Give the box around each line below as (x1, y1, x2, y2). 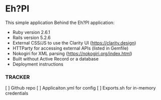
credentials (5, 90, 29, 96)
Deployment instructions (12, 61, 64, 67)
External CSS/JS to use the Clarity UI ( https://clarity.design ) (12, 39, 136, 45)
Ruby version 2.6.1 (12, 29, 50, 35)
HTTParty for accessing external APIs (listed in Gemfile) (12, 45, 129, 51)
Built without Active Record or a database (12, 55, 99, 61)
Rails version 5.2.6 (12, 34, 51, 40)
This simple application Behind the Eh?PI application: (5, 19, 115, 25)
